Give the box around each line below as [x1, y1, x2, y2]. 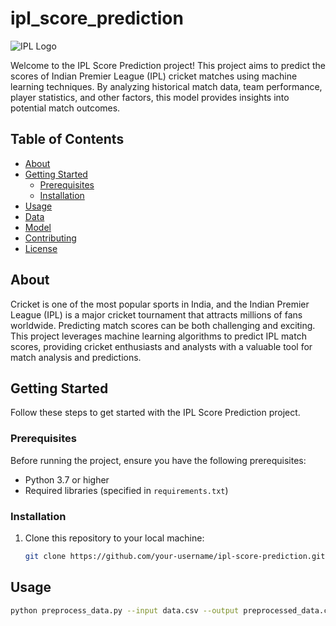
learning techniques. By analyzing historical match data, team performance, [10, 80, 323, 92]
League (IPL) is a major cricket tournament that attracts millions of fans [10, 308, 303, 321]
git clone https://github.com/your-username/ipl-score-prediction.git [24, 551, 326, 561]
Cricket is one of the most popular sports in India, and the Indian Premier [10, 298, 310, 310]
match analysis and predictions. [10, 351, 142, 363]
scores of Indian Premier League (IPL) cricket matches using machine [10, 70, 298, 82]
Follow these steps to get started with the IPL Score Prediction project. [10, 407, 301, 419]
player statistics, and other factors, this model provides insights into [10, 91, 290, 103]
